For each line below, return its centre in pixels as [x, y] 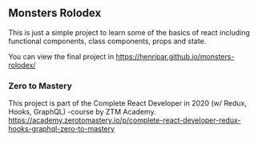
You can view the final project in [61, 56]
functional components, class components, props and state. [107, 41]
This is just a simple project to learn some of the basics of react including [129, 32]
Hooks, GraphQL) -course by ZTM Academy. [82, 112]
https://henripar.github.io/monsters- [175, 56]
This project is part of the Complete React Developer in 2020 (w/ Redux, [127, 103]
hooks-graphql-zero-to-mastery [61, 129]
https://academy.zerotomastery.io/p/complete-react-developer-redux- [125, 120]
